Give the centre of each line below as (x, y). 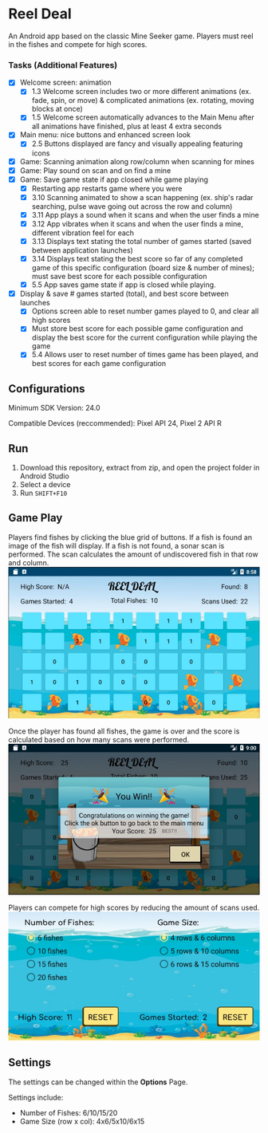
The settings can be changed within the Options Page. (98, 1082)
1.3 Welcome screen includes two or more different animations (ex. (141, 92)
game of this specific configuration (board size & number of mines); (143, 268)
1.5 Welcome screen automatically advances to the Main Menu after (143, 117)
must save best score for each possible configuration (119, 277)
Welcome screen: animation (65, 83)
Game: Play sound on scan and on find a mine (95, 170)
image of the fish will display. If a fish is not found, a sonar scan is (116, 545)
